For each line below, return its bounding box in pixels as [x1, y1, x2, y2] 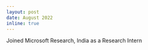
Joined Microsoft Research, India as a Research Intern [6, 37, 142, 45]
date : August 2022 [6, 15, 53, 21]
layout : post [6, 9, 40, 15]
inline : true [6, 20, 40, 26]
